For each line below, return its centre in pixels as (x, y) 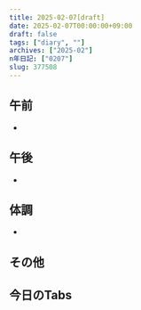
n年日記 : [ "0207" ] (41, 59)
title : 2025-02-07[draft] (57, 17)
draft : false (33, 34)
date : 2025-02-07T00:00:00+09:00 (71, 26)
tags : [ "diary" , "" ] (47, 42)
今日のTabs (41, 295)
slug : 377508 (33, 68)
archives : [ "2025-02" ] (51, 51)
